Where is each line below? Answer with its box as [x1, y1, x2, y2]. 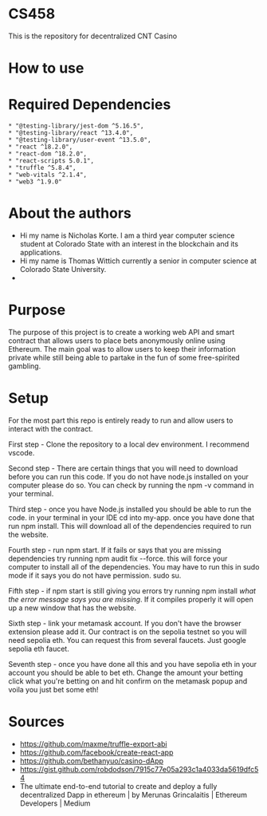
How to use [8, 59, 84, 77]
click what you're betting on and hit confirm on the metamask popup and [8, 676, 248, 686]
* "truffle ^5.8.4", [8, 164, 77, 172]
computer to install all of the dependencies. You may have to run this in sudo [8, 562, 260, 571]
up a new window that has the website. [8, 603, 137, 613]
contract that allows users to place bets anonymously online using [8, 336, 226, 345]
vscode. [8, 447, 35, 457]
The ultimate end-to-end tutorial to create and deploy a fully [19, 781, 218, 790]
